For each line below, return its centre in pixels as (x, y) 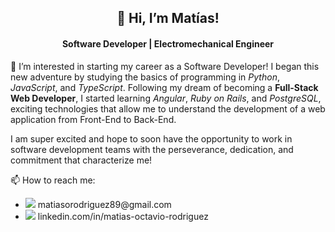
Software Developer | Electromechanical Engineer (168, 43)
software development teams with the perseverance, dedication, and (152, 149)
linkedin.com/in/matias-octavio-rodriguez (123, 216)
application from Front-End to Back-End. (93, 119)
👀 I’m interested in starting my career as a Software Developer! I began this (165, 66)
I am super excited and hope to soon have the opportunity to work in (151, 138)
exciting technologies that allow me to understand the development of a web (168, 108)
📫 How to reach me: (53, 180)
